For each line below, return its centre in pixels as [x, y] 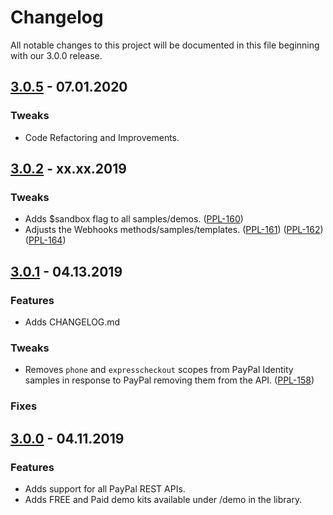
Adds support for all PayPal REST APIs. [105, 488]
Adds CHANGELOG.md [72, 322]
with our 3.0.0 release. [56, 55]
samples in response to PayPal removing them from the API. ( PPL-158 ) [169, 380]
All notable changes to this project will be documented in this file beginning [165, 45]
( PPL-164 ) [45, 240]
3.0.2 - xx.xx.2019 [68, 169]
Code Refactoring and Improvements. [102, 137]
